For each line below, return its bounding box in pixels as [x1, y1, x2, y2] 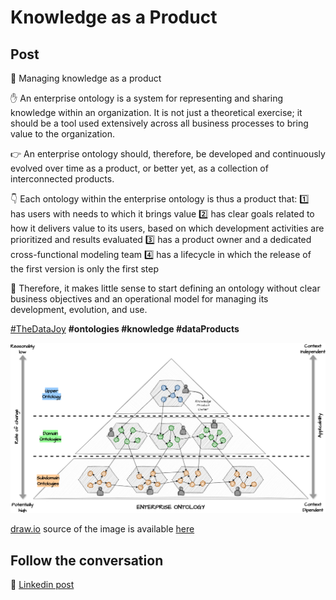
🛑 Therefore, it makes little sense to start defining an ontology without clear [10, 282, 321, 294]
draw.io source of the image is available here [10, 523, 195, 535]
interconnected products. [10, 173, 115, 185]
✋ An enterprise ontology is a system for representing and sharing [10, 92, 284, 104]
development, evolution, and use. [10, 304, 148, 315]
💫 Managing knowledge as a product [10, 72, 162, 84]
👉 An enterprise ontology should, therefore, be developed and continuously [10, 148, 326, 160]
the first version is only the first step [10, 263, 160, 275]
